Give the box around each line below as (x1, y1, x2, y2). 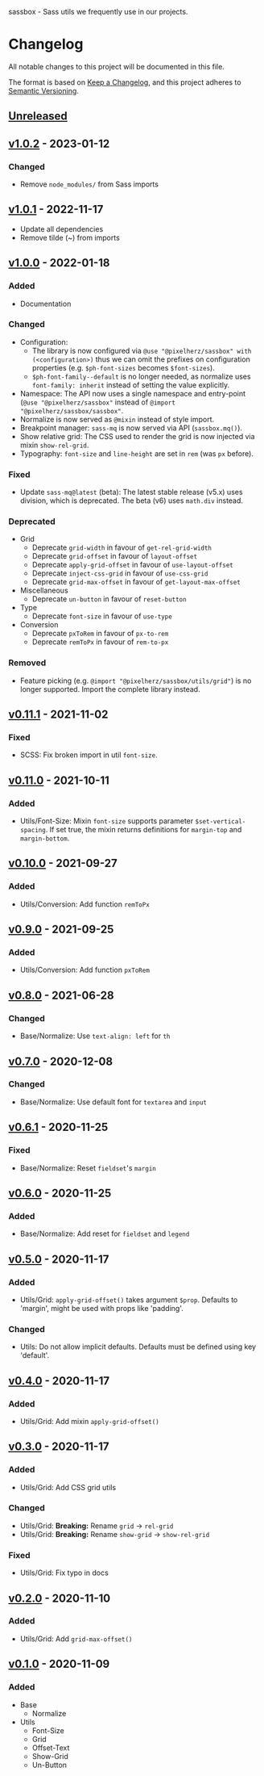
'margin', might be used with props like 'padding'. (19, 1303, 184, 1313)
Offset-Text (31, 1743, 70, 1753)
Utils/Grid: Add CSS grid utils (19, 1482, 117, 1492)
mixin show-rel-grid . (19, 440, 89, 450)
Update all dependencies (19, 224, 104, 233)
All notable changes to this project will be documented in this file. (8, 61, 225, 71)
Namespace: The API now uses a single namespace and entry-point (19, 388, 246, 398)
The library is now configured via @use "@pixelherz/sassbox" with (31, 346, 252, 355)
